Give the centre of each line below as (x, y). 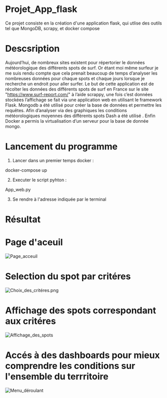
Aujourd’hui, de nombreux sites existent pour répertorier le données (75, 62)
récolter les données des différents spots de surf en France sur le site (77, 89)
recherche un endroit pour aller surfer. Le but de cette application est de (79, 84)
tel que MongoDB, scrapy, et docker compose (52, 28)
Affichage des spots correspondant (81, 311)
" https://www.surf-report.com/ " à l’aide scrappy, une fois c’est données (79, 94)
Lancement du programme (61, 147)
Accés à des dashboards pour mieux (82, 355)
